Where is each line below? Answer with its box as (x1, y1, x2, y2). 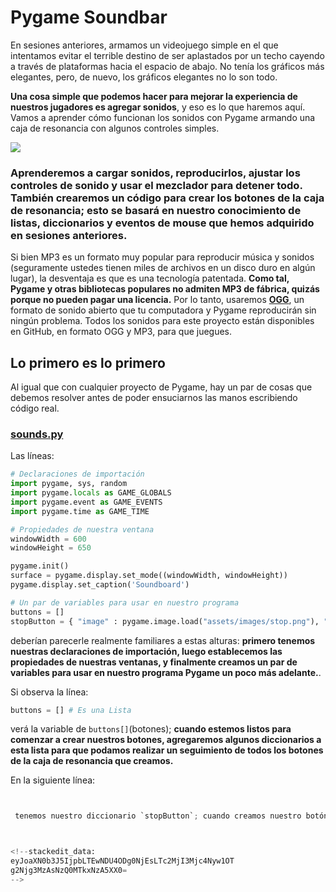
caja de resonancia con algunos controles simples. (10, 122, 220, 134)
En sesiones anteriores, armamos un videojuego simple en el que (10, 39, 279, 51)
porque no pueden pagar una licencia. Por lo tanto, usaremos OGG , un (10, 294, 305, 306)
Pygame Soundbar (10, 6, 168, 29)
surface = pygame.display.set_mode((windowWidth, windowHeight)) (10, 571, 288, 581)
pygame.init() (10, 561, 70, 571)
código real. (10, 402, 60, 415)
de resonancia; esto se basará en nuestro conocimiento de (10, 203, 302, 217)
